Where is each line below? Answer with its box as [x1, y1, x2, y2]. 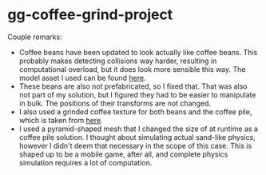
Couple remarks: [7, 32, 62, 42]
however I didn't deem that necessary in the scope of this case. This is [18, 141, 252, 150]
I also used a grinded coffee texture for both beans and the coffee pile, [18, 106, 252, 117]
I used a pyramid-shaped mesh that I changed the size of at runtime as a [18, 124, 259, 133]
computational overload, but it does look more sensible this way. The [18, 64, 246, 74]
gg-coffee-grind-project [7, 6, 173, 24]
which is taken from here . [18, 115, 103, 125]
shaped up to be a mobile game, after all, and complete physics [18, 149, 228, 159]
